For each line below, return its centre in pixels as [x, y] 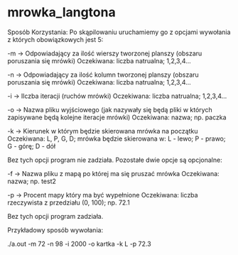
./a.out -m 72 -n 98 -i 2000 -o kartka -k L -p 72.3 [79, 244]
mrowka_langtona [61, 12]
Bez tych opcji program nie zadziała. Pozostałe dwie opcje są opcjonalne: [115, 160]
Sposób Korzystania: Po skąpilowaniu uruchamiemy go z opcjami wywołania [119, 32]
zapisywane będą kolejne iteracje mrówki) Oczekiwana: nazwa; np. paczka [117, 117]
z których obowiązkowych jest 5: [55, 39]
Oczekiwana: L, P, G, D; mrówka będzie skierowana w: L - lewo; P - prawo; [117, 139]
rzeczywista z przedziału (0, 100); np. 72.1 [69, 202]
